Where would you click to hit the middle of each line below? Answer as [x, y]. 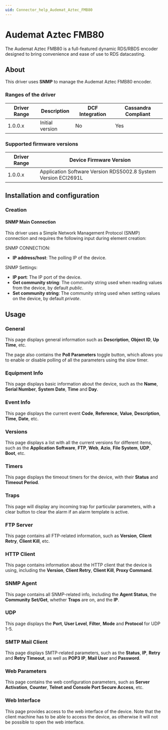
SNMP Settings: [21, 268]
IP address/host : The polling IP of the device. [59, 258]
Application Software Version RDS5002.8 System [98, 171]
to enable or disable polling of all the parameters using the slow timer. [77, 360]
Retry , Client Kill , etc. [27, 541]
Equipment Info [24, 373]
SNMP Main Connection [30, 222]
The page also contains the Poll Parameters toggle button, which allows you [84, 355]
